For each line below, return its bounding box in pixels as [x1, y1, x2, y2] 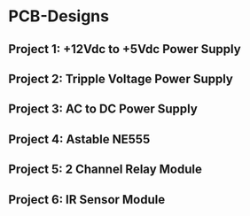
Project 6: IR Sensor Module [8, 192, 166, 207]
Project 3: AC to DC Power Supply [8, 102, 199, 117]
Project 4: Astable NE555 [8, 131, 151, 147]
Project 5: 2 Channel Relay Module [8, 162, 203, 177]
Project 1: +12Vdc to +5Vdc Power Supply [8, 42, 241, 57]
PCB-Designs [8, 6, 110, 27]
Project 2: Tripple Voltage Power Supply [8, 71, 234, 86]
